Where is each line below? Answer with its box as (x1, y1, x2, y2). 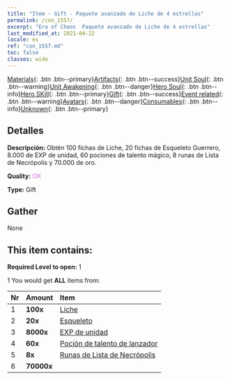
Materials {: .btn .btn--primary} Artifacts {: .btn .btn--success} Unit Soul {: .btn (7, 75, 224, 83)
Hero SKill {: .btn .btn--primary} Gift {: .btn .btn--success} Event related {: (20, 89, 224, 98)
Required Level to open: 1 (7, 263, 82, 271)
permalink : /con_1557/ (7, 17, 73, 24)
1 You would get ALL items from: (7, 277, 100, 285)
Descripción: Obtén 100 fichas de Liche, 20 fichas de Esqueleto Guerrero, (7, 143, 221, 152)
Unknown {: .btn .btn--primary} (20, 104, 109, 112)
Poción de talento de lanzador (59, 339, 158, 349)
